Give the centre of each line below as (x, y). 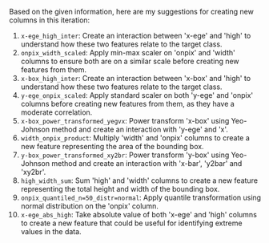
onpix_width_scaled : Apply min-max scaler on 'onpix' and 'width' (128, 53)
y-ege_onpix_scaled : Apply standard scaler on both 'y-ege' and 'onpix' (137, 95)
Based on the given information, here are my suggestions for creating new (132, 12)
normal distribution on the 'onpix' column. (90, 206)
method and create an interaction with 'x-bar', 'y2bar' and (147, 163)
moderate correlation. (56, 112)
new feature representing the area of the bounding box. (112, 146)
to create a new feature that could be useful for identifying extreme (131, 223)
